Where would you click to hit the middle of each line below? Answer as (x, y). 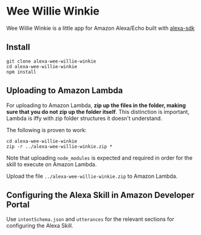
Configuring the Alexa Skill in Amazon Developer (100, 195)
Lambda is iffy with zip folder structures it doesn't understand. (84, 118)
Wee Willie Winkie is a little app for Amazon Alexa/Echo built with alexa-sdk (101, 28)
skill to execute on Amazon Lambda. (52, 164)
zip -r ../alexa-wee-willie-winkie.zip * (60, 146)
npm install (21, 72)
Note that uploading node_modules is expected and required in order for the (100, 158)
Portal (18, 204)
